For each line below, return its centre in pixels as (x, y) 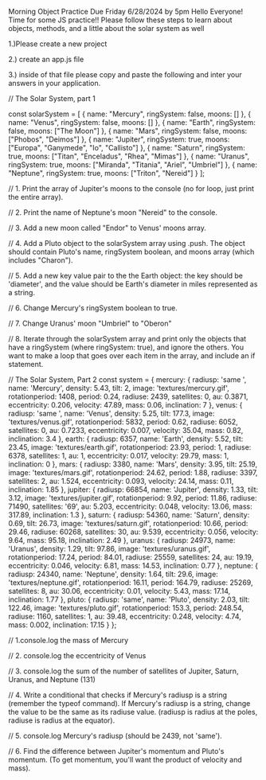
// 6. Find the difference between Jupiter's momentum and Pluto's (116, 751)
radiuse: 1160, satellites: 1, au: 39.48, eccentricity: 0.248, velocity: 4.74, (125, 616)
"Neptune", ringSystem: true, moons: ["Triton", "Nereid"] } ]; (107, 173)
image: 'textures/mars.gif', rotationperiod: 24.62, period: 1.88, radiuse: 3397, (133, 472)
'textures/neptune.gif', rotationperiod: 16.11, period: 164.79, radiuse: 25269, (131, 583)
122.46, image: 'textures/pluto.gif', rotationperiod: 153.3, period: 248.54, (126, 608)
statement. (26, 364)
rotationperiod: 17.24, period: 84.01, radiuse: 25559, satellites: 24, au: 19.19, (131, 557)
